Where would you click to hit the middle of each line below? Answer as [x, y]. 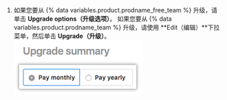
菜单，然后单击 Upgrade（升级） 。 [62, 36]
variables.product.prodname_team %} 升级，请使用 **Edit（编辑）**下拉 [117, 27]
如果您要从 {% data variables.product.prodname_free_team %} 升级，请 [116, 10]
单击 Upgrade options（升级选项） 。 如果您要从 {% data [93, 19]
